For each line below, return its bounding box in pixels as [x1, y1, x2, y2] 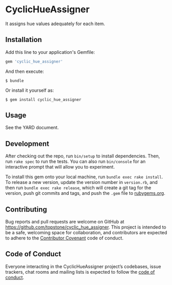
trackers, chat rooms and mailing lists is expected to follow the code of [5, 269, 155, 275]
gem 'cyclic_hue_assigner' [5, 59, 63, 64]
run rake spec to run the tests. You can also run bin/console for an [5, 158, 146, 165]
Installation [5, 35, 42, 44]
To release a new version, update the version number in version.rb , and [5, 179, 158, 186]
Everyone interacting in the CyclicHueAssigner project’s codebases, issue [5, 263, 162, 270]
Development [5, 139, 50, 148]
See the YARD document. [5, 125, 59, 131]
